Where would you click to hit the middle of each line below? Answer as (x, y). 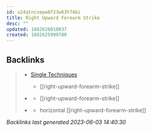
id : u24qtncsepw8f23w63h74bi (44, 12)
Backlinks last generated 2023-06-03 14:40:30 (66, 122)
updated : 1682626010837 (37, 29)
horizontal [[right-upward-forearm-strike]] (93, 110)
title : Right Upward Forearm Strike (53, 18)
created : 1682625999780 (37, 35)
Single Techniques (54, 74)
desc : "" (17, 23)
